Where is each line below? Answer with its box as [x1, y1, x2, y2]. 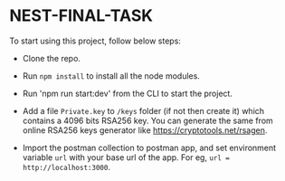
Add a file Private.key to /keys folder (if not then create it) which [22, 105, 265, 116]
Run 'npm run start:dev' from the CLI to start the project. [22, 88, 233, 99]
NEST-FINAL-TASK [9, 5, 154, 26]
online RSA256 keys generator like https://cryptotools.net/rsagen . [22, 124, 268, 136]
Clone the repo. [22, 52, 81, 63]
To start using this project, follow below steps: [9, 35, 181, 46]
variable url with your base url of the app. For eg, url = [22, 151, 231, 163]
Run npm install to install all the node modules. [22, 70, 201, 81]
